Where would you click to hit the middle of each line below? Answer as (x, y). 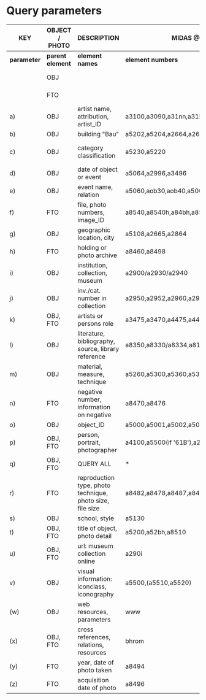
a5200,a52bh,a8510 (156, 532)
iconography (96, 594)
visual (86, 571)
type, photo (94, 485)
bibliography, (96, 341)
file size (89, 508)
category (90, 148)
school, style (96, 518)
